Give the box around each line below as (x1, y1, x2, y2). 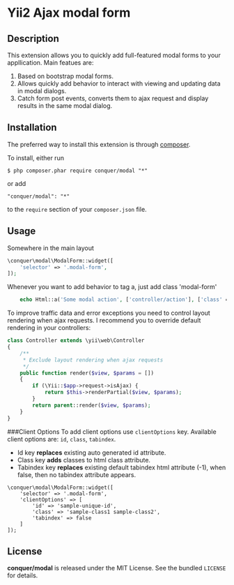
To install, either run (7, 153, 65, 162)
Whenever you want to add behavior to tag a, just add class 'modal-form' (7, 283, 217, 291)
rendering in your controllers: (7, 324, 91, 332)
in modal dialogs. (17, 87, 67, 95)
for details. (7, 571, 38, 579)
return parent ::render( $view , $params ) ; (32, 402, 151, 409)
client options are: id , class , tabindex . (7, 435, 116, 443)
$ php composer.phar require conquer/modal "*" (7, 167, 148, 174)
